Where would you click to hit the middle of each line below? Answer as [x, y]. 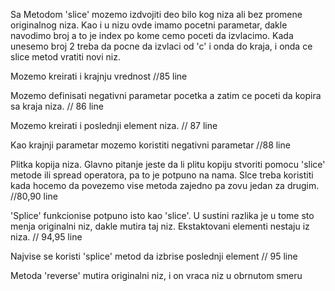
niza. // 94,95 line [46, 237]
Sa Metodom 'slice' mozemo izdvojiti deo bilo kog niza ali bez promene [156, 14]
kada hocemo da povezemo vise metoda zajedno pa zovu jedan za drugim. [165, 185]
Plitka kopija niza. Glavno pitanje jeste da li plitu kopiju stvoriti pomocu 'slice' [168, 164]
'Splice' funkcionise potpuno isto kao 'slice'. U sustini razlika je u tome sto [162, 215]
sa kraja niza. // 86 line [57, 106]
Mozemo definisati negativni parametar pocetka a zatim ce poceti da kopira [166, 95]
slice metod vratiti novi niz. [65, 57]
